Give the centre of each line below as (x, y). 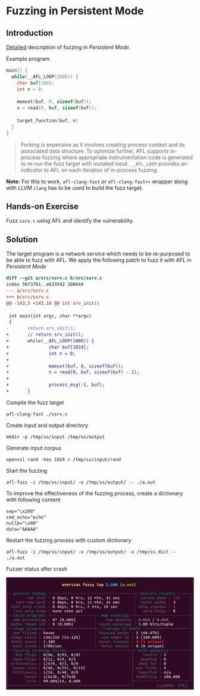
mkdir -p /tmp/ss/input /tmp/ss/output (56, 437)
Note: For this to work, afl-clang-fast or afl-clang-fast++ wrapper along (97, 181)
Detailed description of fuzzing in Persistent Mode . (68, 47)
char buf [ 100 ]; (36, 83)
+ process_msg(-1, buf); (56, 385)
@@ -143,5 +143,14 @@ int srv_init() (53, 303)
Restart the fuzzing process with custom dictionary (69, 540)
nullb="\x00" (22, 523)
